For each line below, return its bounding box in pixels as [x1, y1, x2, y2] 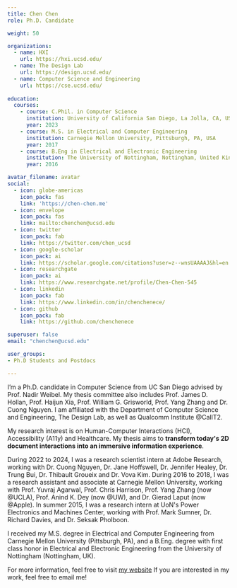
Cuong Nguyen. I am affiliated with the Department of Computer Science [7, 405, 219, 414]
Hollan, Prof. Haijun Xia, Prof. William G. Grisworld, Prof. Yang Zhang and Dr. [7, 398, 228, 406]
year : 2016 [25, 161, 59, 168]
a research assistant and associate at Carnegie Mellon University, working [7, 478, 223, 486]
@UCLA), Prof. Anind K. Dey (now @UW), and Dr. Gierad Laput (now [7, 492, 206, 501]
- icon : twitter [13, 226, 61, 234]
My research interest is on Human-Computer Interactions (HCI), [7, 426, 193, 435]
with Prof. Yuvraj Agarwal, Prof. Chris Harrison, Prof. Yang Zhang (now [7, 485, 212, 494]
